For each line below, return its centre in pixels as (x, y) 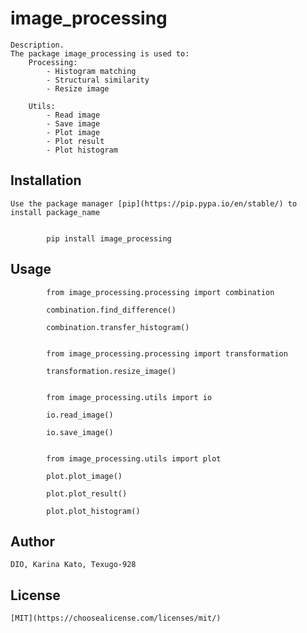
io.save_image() (80, 432)
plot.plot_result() (87, 493)
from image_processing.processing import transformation (167, 353)
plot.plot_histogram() (93, 511)
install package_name (55, 212)
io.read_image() (80, 415)
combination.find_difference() (111, 310)
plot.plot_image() (84, 476)
